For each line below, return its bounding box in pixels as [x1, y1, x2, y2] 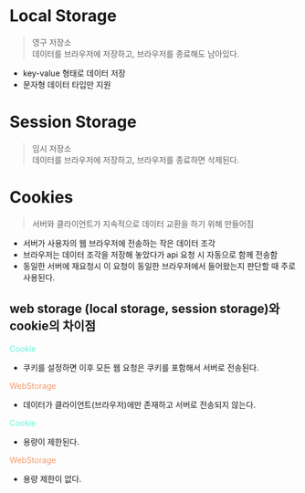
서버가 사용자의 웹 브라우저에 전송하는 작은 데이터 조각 [22, 237, 216, 248]
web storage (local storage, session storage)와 [9, 301, 280, 317]
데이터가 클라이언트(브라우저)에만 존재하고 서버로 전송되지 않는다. [22, 399, 257, 410]
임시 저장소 [31, 142, 72, 153]
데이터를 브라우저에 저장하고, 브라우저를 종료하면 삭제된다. [31, 154, 240, 165]
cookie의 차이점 [9, 319, 96, 334]
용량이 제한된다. [22, 435, 79, 447]
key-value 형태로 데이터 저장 [22, 68, 126, 79]
